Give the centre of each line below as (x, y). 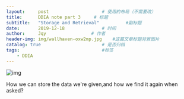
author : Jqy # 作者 (56, 34)
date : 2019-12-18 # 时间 (61, 28)
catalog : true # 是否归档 (66, 45)
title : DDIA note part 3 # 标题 (57, 17)
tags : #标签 (60, 50)
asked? (15, 90)
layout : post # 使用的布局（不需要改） (81, 12)
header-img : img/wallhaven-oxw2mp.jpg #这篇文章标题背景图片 (83, 39)
